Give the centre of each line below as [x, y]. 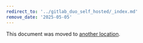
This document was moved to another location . [63, 34]
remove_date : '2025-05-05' [39, 17]
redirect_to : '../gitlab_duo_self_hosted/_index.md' [72, 11]
